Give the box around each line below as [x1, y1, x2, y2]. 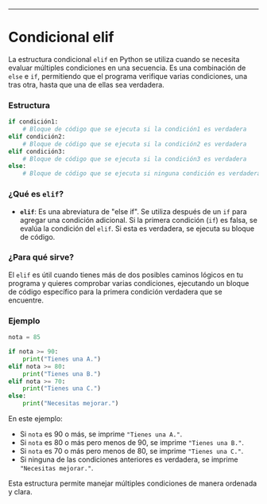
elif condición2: [8, 132, 66, 140]
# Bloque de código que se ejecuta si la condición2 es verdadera [22, 140, 247, 148]
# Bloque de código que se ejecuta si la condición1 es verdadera [22, 125, 247, 134]
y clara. [8, 487, 33, 496]
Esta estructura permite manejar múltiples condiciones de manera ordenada [8, 479, 257, 488]
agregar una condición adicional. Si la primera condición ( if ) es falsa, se [19, 215, 258, 225]
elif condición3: [8, 147, 66, 155]
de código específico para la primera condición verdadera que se [8, 287, 222, 296]
